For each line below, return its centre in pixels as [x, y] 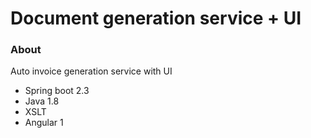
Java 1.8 [42, 101]
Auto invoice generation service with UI [91, 71]
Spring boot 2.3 [57, 91]
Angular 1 [44, 123]
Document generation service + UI [156, 18]
